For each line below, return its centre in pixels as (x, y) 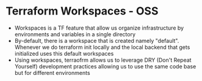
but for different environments (52, 73)
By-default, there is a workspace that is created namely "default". (97, 40)
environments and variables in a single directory (75, 34)
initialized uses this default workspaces (64, 53)
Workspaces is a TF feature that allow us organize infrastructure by (99, 28)
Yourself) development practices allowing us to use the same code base (105, 66)
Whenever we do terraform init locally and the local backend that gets (102, 47)
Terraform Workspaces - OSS (82, 11)
